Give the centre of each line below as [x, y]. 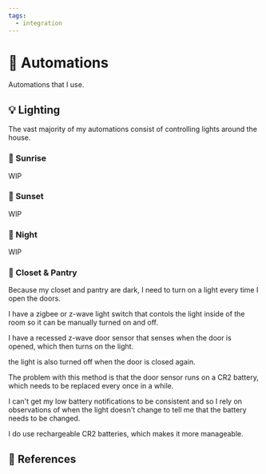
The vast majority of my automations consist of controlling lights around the [133, 129]
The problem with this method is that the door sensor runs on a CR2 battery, [134, 377]
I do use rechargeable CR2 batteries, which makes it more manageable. [126, 434]
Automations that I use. [46, 85]
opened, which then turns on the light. [71, 347]
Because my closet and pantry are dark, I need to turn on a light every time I [133, 290]
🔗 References [42, 459]
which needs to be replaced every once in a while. [91, 386]
